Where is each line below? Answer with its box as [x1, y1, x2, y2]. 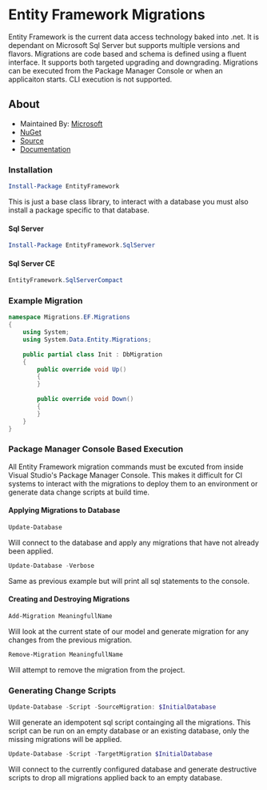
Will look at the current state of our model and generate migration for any [8, 626, 249, 636]
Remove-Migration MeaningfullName [8, 650, 124, 658]
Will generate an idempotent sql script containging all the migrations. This [8, 717, 251, 727]
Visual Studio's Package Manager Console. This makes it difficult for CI [8, 470, 243, 480]
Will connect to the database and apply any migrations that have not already [8, 538, 260, 547]
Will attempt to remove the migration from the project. [8, 665, 185, 674]
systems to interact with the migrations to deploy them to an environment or [8, 478, 258, 488]
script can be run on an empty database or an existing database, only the [8, 725, 249, 736]
